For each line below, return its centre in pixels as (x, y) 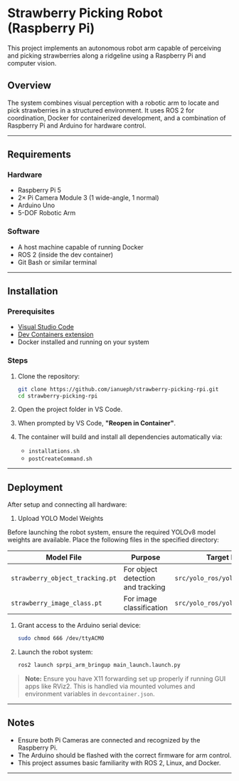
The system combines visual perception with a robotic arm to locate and (113, 103)
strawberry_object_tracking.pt (64, 578)
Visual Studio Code (46, 327)
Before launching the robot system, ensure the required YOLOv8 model (111, 532)
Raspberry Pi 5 (39, 190)
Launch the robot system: (55, 652)
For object (140, 569)
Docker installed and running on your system (83, 342)
